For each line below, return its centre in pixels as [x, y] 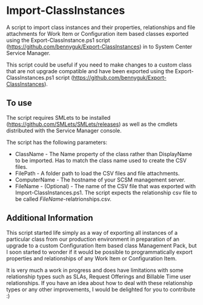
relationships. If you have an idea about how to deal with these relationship [100, 283]
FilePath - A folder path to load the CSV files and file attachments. [97, 173]
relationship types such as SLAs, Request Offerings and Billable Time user [99, 277]
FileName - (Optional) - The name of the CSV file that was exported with [105, 186]
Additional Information [50, 218]
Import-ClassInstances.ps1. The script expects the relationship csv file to [106, 192]
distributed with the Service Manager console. [64, 130]
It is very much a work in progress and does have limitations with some [95, 270]
